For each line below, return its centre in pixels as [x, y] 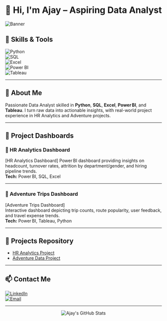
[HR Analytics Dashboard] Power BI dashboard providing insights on [75, 160]
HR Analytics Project [33, 253]
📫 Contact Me [28, 279]
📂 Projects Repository [39, 241]
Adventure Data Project [36, 258]
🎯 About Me [24, 93]
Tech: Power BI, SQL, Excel [33, 176]
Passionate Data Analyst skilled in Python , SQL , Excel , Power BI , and [76, 105]
